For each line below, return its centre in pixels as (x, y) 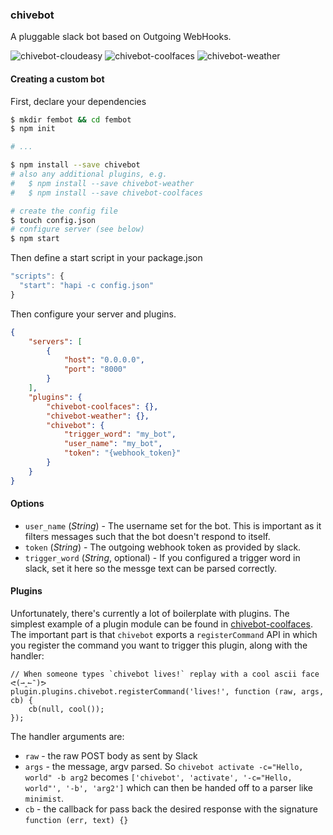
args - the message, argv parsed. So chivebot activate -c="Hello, (164, 767)
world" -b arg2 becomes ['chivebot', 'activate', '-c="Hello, (158, 777)
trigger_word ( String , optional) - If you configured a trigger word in (162, 557)
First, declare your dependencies (78, 101)
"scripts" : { (37, 276)
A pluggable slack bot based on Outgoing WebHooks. (121, 37)
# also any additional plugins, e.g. (89, 174)
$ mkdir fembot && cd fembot (71, 119)
